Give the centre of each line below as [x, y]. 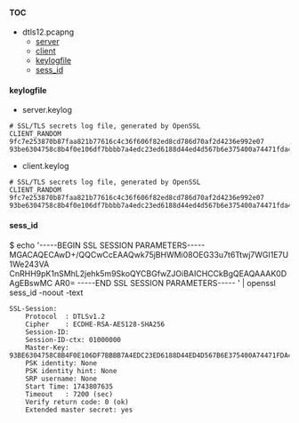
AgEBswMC [31, 283]
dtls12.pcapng [48, 32]
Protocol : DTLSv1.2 [65, 316]
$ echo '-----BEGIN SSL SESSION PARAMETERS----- [107, 245]
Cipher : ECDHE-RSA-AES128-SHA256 [95, 324]
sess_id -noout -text [46, 292]
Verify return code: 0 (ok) [77, 402]
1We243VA [29, 264]
